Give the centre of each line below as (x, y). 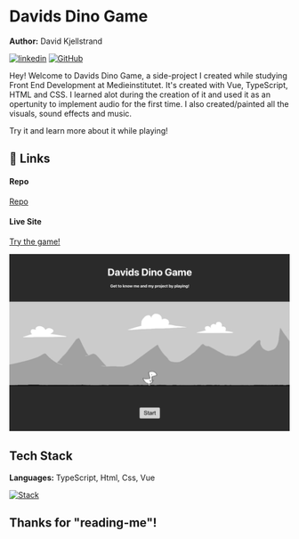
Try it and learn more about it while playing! (89, 130)
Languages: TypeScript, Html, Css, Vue (82, 478)
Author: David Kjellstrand (56, 41)
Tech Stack (41, 456)
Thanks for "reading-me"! (83, 523)
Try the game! (35, 241)
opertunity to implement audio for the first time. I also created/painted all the (149, 103)
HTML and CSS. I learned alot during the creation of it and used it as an (140, 94)
